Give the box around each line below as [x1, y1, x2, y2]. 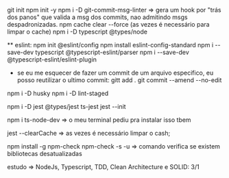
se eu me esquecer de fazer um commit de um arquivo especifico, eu [16, 68, 214, 77]
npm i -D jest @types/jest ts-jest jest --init [7, 103, 126, 110]
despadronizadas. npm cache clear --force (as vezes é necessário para [7, 21, 210, 28]
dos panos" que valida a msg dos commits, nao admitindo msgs [7, 13, 188, 21]
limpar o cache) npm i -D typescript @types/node [7, 27, 147, 36]
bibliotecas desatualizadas [7, 150, 82, 157]
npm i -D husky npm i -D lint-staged [7, 89, 109, 97]
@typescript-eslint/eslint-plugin [7, 55, 97, 64]
